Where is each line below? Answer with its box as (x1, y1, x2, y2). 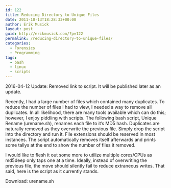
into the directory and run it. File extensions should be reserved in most (5, 131, 156, 137)
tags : (5, 55, 17, 60)
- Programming (10, 50, 40, 55)
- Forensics (10, 45, 36, 51)
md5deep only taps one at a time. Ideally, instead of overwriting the (5, 157, 147, 163)
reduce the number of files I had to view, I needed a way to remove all (5, 104, 152, 110)
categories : (5, 41, 31, 46)
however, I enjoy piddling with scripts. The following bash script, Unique (5, 115, 157, 121)
